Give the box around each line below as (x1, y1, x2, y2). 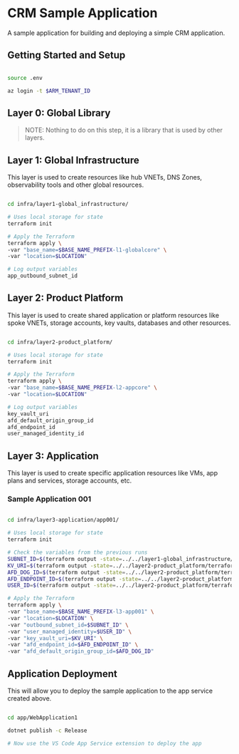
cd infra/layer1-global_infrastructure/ (7, 201, 129, 208)
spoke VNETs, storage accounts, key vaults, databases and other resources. (7, 319, 231, 327)
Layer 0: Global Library (7, 107, 111, 119)
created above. (7, 693, 52, 703)
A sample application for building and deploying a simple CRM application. (7, 29, 225, 37)
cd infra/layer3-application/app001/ (7, 517, 119, 524)
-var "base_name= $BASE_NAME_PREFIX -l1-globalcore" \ (7, 246, 167, 254)
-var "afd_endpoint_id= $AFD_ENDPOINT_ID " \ (7, 641, 139, 649)
